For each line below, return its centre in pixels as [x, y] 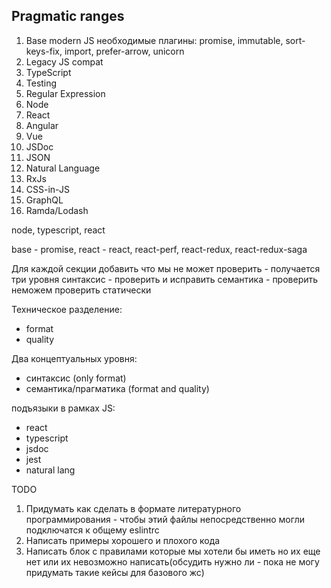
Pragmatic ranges [68, 16]
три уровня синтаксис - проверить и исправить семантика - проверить [165, 279]
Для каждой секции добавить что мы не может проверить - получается [166, 268]
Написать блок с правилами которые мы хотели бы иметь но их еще [173, 551]
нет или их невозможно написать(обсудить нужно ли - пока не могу [172, 561]
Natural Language [63, 168]
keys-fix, [44, 51]
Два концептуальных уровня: [74, 358]
